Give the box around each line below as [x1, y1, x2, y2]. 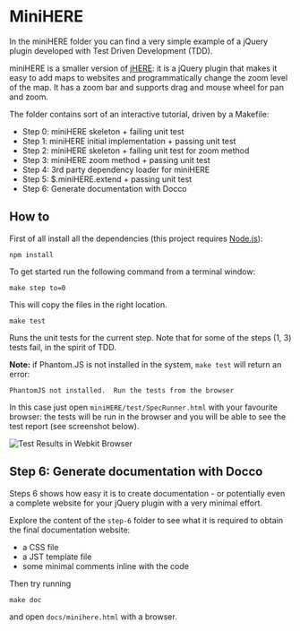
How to [9, 209, 50, 225]
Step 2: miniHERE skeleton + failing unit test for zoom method [21, 145, 250, 156]
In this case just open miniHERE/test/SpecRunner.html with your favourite [9, 402, 278, 412]
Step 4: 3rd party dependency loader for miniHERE [21, 164, 210, 175]
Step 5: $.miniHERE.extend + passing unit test [21, 173, 193, 185]
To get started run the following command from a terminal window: [9, 266, 256, 277]
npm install [9, 250, 54, 259]
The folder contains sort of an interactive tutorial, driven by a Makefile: [9, 108, 270, 119]
